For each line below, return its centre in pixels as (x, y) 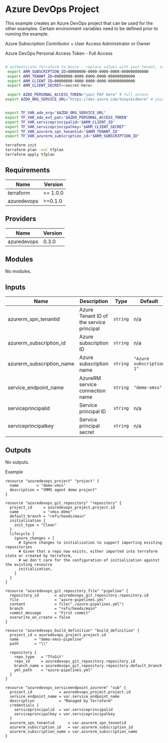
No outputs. (17, 462)
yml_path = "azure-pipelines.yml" (53, 670)
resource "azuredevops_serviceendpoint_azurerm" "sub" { (66, 688)
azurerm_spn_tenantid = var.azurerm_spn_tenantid (68, 723)
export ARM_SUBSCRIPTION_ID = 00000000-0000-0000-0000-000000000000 (78, 71)
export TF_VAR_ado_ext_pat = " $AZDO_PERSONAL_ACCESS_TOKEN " (67, 117)
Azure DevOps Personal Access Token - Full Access (59, 53)
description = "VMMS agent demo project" (53, 490)
